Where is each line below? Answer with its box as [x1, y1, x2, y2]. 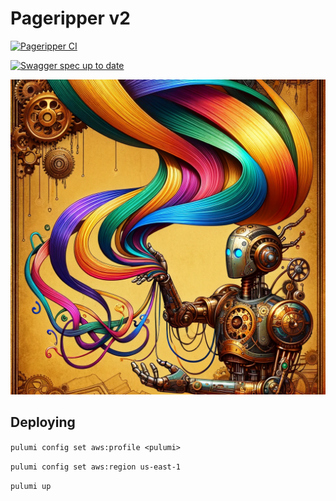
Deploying [10, 414, 76, 431]
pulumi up [10, 481, 52, 491]
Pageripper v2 [10, 7, 131, 30]
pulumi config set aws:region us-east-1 [10, 462, 182, 472]
